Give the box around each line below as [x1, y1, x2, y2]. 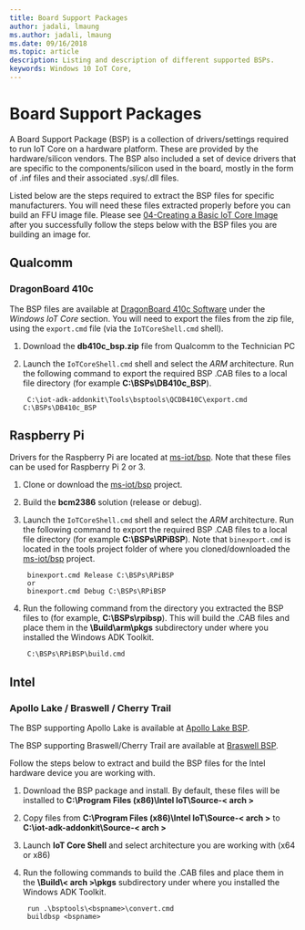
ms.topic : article [9, 47, 79, 57]
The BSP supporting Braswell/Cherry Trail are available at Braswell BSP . [9, 740, 280, 750]
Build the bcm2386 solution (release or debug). [22, 497, 202, 508]
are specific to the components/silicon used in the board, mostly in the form [9, 162, 294, 173]
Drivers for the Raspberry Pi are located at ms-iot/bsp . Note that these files [9, 452, 291, 463]
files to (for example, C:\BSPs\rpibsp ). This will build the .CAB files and [22, 613, 290, 624]
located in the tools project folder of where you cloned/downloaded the [22, 543, 290, 554]
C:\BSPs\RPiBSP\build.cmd [26, 649, 126, 659]
